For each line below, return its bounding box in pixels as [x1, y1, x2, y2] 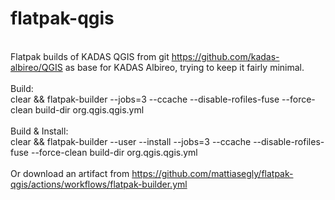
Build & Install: [10, 125, 69, 137]
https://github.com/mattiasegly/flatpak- [131, 167, 294, 179]
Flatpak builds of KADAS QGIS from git [10, 50, 170, 62]
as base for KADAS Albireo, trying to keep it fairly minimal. [64, 61, 305, 73]
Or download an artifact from [10, 167, 130, 179]
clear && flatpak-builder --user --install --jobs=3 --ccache [10, 135, 252, 147]
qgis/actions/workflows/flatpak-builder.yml [10, 178, 188, 190]
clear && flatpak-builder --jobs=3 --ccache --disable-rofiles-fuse [10, 93, 280, 105]
